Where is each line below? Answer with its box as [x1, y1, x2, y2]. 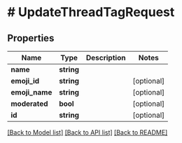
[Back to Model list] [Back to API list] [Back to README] [7, 128, 168, 137]
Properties [7, 32, 55, 44]
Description [85, 53, 126, 62]
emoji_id [10, 76, 40, 86]
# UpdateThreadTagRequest [7, 4, 175, 20]
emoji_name [10, 88, 52, 97]
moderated [10, 99, 48, 109]
